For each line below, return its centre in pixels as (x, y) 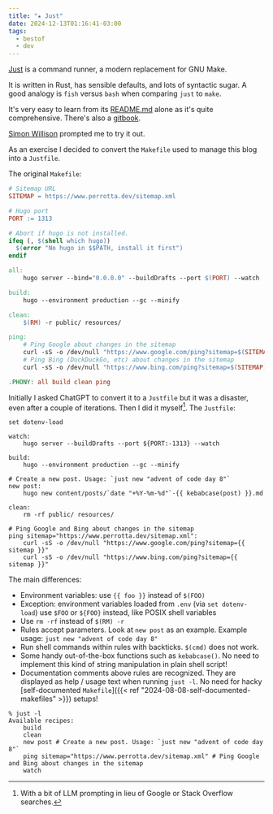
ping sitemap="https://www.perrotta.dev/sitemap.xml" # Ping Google (141, 756)
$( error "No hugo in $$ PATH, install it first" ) (100, 249)
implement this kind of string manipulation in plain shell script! (123, 665)
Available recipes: (41, 721)
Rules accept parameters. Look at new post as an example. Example (134, 630)
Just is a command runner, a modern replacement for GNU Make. (118, 69)
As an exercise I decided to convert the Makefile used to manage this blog (133, 149)
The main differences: (45, 580)
